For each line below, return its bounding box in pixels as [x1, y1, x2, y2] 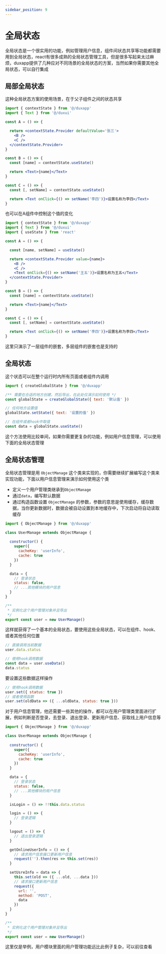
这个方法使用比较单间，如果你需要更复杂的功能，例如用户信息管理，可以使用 [5, 433, 161, 439]
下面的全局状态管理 [5, 440, 44, 446]
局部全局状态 [5, 82, 44, 90]
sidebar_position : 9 [5, 7, 48, 12]
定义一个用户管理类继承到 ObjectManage [12, 486, 91, 492]
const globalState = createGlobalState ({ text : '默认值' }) [5, 397, 129, 402]
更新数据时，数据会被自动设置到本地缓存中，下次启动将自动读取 [29, 505, 160, 511]
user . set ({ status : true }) [5, 689, 63, 694]
